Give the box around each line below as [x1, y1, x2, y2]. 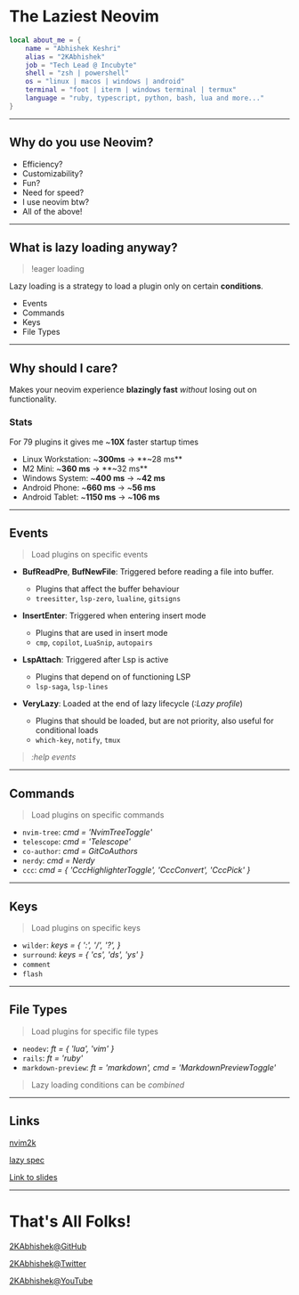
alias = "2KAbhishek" [25, 52, 105, 61]
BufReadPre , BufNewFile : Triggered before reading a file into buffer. [21, 566, 274, 577]
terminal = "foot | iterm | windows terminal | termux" [25, 86, 238, 94]
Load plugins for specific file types [30, 1026, 158, 1037]
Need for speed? [21, 187, 85, 198]
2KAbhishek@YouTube [9, 1275, 93, 1286]
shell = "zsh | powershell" [25, 69, 129, 77]
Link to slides [9, 1171, 58, 1182]
